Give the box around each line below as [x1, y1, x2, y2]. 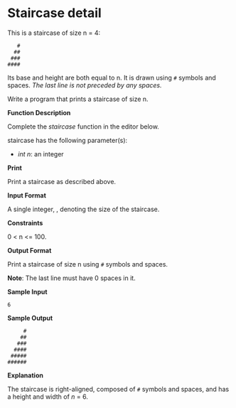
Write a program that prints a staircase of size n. [7, 95, 149, 103]
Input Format [7, 190, 46, 200]
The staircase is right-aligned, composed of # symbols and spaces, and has [7, 385, 230, 393]
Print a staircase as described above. [7, 177, 116, 186]
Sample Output [7, 313, 53, 322]
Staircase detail [7, 5, 102, 21]
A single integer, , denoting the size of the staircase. [7, 205, 160, 213]
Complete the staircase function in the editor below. [7, 122, 160, 131]
